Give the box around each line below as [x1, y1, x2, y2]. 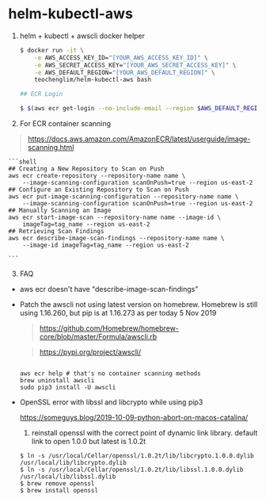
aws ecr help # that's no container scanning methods [19, 370, 201, 377]
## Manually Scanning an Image [8, 207, 112, 215]
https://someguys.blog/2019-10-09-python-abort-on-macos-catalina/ [19, 413, 249, 423]
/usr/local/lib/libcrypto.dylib [19, 459, 127, 467]
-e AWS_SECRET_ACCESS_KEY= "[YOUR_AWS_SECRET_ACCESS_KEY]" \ [34, 61, 237, 69]
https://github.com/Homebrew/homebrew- [39, 324, 180, 333]
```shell [8, 158, 37, 167]
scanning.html [27, 143, 74, 152]
